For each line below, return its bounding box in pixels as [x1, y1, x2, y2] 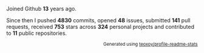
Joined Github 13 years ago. [6, 5, 77, 12]
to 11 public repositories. [6, 30, 67, 37]
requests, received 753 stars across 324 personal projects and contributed [6, 23, 194, 30]
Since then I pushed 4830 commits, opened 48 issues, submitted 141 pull [6, 17, 191, 23]
